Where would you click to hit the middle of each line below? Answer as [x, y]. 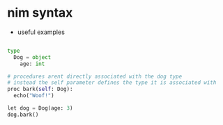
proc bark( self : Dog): [40, 89]
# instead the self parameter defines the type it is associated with [112, 83]
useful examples [41, 32]
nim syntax [40, 13]
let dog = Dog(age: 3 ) [40, 108]
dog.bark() [23, 115]
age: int [32, 64]
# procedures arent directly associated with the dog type [95, 76]
